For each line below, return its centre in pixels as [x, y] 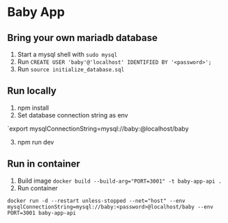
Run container [37, 188]
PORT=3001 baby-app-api [42, 213]
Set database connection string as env [73, 115]
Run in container [44, 164]
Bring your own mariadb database [83, 38]
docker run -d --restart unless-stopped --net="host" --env [97, 201]
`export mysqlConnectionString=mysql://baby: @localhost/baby [98, 129]
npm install [33, 108]
